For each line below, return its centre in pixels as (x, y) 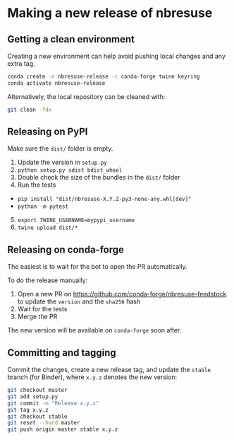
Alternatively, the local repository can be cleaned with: (86, 96)
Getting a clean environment (71, 39)
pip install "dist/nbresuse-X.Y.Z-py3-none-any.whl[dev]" (104, 199)
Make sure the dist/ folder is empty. (60, 149)
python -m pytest (43, 207)
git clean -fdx (30, 110)
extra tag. (21, 64)
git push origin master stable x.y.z (63, 429)
